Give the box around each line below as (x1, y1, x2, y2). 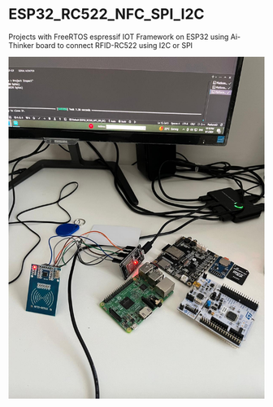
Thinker (8, 40, 34, 50)
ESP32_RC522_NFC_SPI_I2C (8, 5, 205, 24)
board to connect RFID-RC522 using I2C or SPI (35, 40, 193, 50)
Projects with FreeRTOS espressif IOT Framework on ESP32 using (8, 32, 229, 42)
